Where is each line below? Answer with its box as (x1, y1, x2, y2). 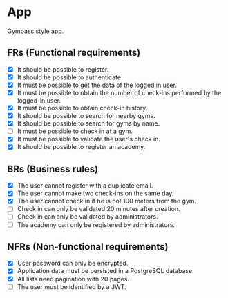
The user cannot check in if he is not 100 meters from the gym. (17, 197, 197, 206)
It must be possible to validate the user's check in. (17, 135, 161, 143)
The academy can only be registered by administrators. (17, 220, 175, 228)
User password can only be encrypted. (17, 259, 129, 268)
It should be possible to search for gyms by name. (17, 119, 160, 128)
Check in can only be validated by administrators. (17, 212, 158, 221)
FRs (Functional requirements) (7, 47, 141, 59)
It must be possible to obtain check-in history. (17, 104, 148, 112)
